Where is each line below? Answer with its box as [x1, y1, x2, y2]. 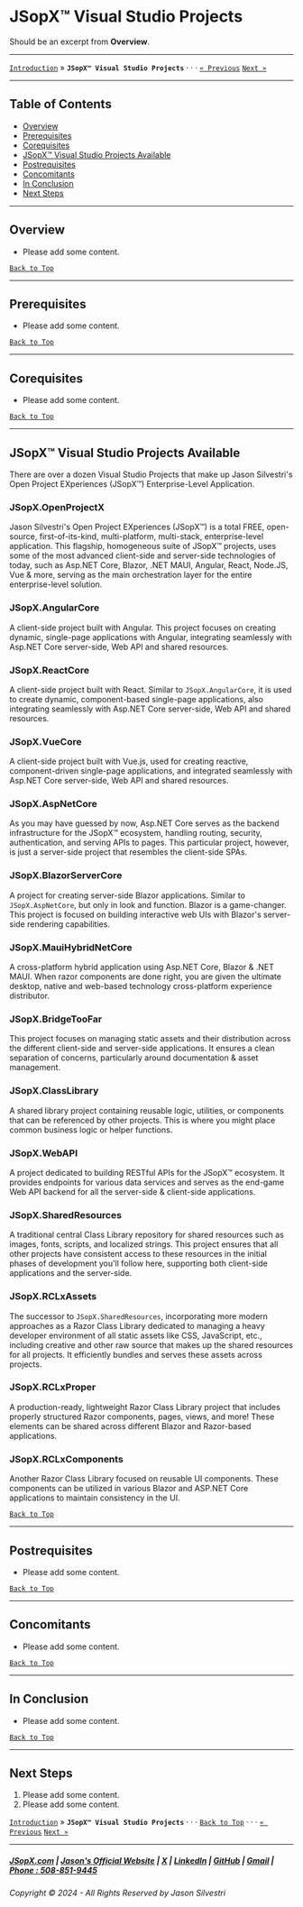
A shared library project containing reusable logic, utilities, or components [9, 1105, 284, 1115]
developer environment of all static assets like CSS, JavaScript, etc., [9, 1330, 263, 1341]
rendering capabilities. [26, 918, 111, 930]
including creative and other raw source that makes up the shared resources [9, 1339, 293, 1350]
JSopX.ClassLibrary [9, 1085, 99, 1097]
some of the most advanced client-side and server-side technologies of [9, 550, 277, 561]
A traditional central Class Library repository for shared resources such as [9, 1229, 284, 1241]
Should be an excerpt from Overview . [9, 36, 151, 47]
